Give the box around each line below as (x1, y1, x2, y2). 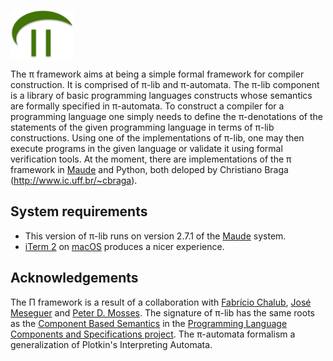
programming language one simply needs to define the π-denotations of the (10, 110, 323, 122)
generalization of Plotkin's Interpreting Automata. (10, 338, 213, 350)
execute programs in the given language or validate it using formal (10, 142, 283, 154)
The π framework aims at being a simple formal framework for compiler (10, 68, 305, 80)
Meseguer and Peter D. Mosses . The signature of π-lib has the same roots (10, 306, 315, 319)
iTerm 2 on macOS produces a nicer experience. (24, 240, 225, 252)
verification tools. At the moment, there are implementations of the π (10, 153, 292, 165)
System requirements (10, 203, 148, 220)
